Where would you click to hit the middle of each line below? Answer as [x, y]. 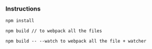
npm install [20, 21]
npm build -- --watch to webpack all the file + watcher [76, 41]
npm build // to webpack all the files [54, 31]
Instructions [23, 9]
